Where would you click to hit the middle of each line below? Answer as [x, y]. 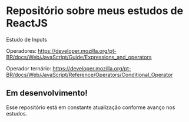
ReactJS [27, 23]
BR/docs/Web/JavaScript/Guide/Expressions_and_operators [79, 57]
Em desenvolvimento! [47, 93]
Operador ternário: [29, 68]
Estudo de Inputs [26, 39]
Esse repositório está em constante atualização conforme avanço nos [91, 107]
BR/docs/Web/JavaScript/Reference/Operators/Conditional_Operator [89, 74]
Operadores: [21, 50]
